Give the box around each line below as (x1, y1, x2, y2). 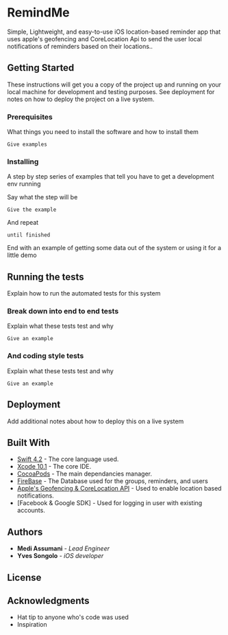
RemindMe (7, 5, 70, 21)
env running (7, 180, 41, 188)
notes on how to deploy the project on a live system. (7, 95, 155, 103)
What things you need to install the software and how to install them (7, 128, 199, 136)
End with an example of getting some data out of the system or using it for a (7, 244, 221, 252)
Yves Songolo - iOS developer (16, 552, 104, 560)
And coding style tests (7, 351, 84, 361)
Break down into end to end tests (7, 307, 119, 316)
